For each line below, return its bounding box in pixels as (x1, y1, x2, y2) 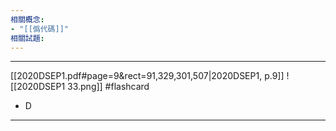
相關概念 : (10, 14, 45, 25)
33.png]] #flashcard (67, 81, 150, 93)
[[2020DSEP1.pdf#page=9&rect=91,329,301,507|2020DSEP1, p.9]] (10, 70, 285, 82)
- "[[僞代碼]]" (10, 24, 69, 34)
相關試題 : (10, 33, 45, 43)
